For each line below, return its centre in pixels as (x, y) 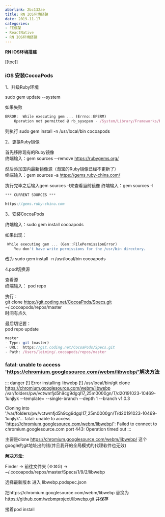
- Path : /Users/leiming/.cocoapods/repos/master (56, 352)
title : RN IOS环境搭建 (27, 14)
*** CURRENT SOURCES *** (30, 195)
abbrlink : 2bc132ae (25, 10)
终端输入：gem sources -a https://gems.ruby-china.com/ (63, 175)
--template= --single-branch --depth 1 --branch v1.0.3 (75, 398)
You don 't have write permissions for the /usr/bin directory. (80, 249)
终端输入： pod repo (26, 286)
